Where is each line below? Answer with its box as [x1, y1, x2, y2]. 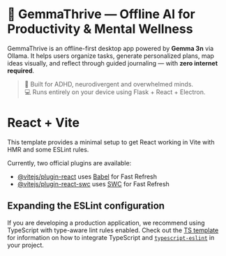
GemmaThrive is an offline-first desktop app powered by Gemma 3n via [7, 44, 214, 52]
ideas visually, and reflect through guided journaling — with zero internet [7, 59, 218, 67]
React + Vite [7, 115, 80, 131]
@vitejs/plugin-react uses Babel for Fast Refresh [17, 172, 158, 181]
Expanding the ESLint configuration [7, 200, 165, 212]
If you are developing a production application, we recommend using [7, 218, 205, 227]
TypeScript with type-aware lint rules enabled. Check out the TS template [7, 226, 219, 234]
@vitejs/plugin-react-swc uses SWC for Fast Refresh [17, 179, 169, 188]
